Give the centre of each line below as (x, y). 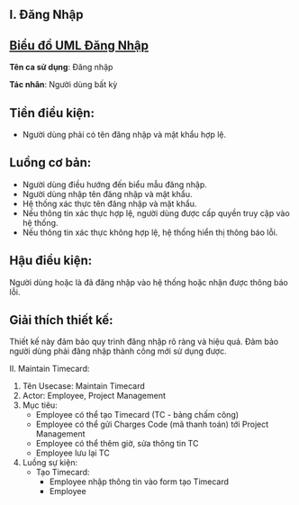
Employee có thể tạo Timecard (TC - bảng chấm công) (137, 415)
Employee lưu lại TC (72, 453)
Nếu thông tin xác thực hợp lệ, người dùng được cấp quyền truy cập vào (156, 213)
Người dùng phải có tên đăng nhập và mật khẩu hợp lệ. (124, 135)
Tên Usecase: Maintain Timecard (84, 386)
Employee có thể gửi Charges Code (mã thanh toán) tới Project (152, 424)
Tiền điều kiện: (52, 113)
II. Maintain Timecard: (50, 369)
